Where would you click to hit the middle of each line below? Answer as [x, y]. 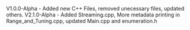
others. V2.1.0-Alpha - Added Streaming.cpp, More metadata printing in [93, 15]
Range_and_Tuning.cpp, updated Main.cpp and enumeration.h [82, 21]
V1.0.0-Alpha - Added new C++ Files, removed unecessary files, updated [95, 9]
